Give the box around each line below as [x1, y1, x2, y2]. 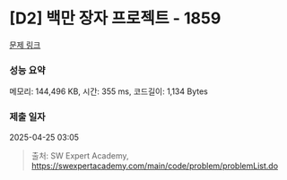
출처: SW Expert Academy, [30, 150, 129, 161]
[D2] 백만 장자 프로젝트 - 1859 [9, 8, 222, 29]
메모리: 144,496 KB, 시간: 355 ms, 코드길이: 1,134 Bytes [9, 86, 208, 97]
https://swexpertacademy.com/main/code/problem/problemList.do [30, 160, 279, 171]
